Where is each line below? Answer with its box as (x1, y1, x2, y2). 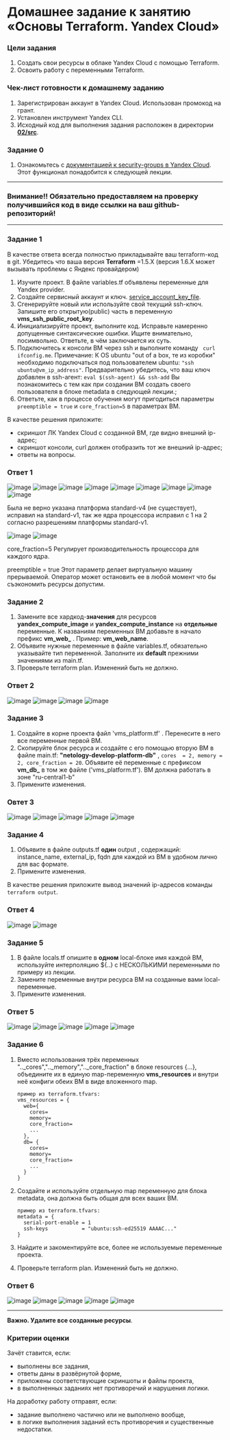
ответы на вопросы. (16, 450, 76, 458)
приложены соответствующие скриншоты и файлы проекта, (16, 1377, 194, 1385)
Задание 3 (7, 713, 44, 723)
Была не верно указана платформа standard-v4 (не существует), (7, 504, 197, 512)
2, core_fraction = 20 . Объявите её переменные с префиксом (16, 758, 201, 766)
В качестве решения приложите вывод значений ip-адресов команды (7, 881, 213, 889)
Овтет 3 (7, 797, 34, 807)
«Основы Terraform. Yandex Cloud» (7, 19, 220, 34)
